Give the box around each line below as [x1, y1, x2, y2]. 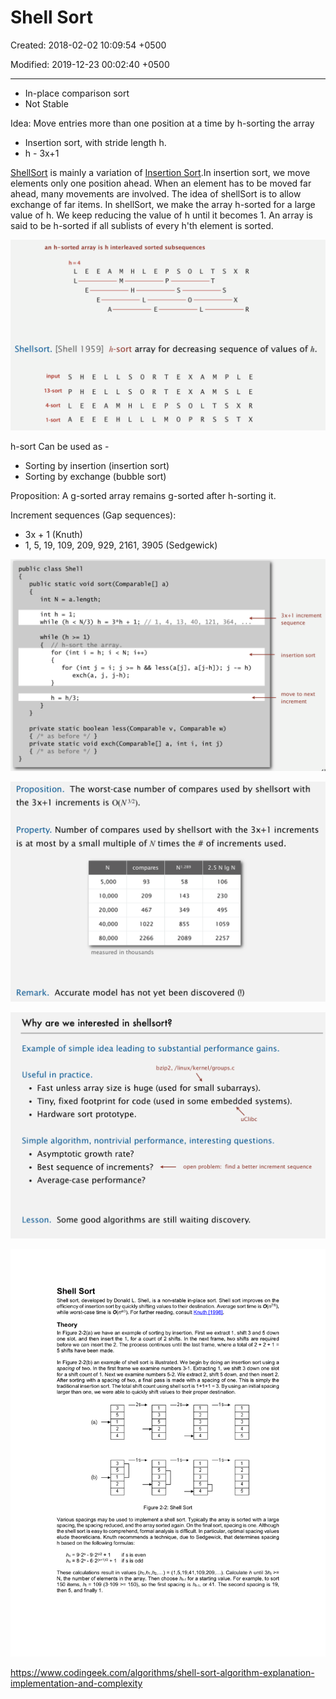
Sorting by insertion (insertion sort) [24, 459, 170, 471]
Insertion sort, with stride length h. [24, 136, 167, 148]
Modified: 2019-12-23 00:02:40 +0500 [10, 58, 170, 70]
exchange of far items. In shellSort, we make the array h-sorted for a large [10, 198, 316, 210]
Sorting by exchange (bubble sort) [24, 470, 167, 482]
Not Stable [24, 97, 69, 110]
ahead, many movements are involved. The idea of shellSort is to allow [10, 187, 302, 200]
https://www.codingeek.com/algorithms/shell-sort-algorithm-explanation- [10, 1667, 315, 1679]
